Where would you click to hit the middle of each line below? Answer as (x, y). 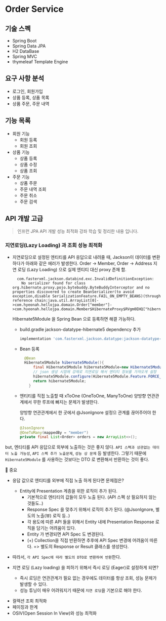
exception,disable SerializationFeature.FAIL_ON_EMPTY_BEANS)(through (86, 296)
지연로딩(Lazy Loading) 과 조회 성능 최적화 (54, 246)
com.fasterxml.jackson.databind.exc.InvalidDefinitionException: (85, 279)
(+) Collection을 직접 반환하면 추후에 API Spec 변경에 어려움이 (88, 540)
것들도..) (35, 503)
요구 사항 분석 (25, 78)
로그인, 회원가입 (27, 91)
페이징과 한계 (25, 607)
